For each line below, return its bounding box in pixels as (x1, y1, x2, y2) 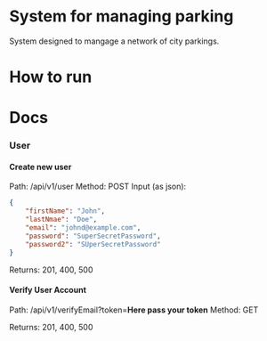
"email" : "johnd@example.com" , (25, 223, 142, 232)
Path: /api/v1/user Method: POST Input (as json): (9, 181, 187, 192)
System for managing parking (9, 6, 234, 27)
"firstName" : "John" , (25, 207, 105, 215)
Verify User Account (9, 285, 87, 296)
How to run (9, 67, 93, 87)
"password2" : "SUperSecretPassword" (25, 240, 162, 248)
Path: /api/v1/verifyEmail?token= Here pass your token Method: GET (9, 304, 259, 315)
